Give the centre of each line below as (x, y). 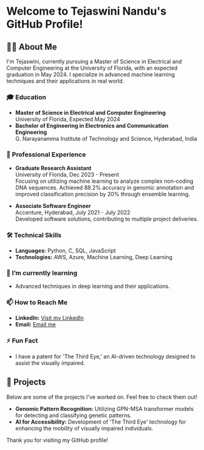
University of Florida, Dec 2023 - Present (67, 174)
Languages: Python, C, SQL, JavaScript (65, 250)
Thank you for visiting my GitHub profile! (57, 440)
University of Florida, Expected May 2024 (67, 119)
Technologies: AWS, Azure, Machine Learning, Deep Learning (94, 257)
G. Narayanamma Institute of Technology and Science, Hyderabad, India (106, 139)
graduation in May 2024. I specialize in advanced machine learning (91, 74)
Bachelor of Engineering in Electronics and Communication (92, 126)
